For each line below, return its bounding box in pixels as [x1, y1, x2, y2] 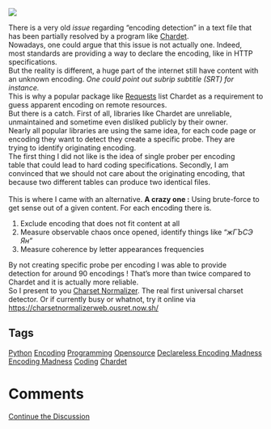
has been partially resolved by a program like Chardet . [8, 32, 189, 40]
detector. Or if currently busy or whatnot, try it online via [8, 295, 196, 304]
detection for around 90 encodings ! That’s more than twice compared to [8, 269, 251, 278]
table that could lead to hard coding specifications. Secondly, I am [8, 160, 229, 170]
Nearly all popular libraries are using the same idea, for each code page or [8, 126, 256, 135]
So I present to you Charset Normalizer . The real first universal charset [8, 286, 243, 295]
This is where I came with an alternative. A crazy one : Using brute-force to [8, 195, 260, 204]
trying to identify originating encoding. [8, 143, 136, 153]
